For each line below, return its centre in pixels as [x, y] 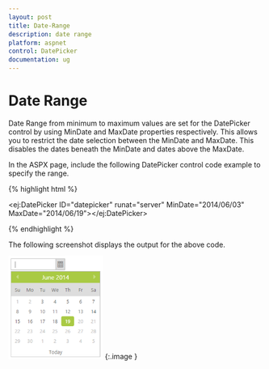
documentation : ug [39, 60]
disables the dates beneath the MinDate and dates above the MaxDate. [126, 149]
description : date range [50, 34]
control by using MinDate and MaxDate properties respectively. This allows [133, 131]
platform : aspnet [38, 43]
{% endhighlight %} [41, 229]
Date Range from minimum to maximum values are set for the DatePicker [129, 123]
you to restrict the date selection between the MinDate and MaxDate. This [131, 140]
